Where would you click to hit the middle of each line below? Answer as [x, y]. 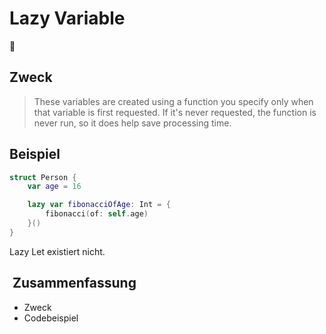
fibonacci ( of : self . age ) [97, 214]
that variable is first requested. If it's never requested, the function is [175, 112]
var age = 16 [54, 187]
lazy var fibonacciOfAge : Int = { [99, 205]
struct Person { [43, 177]
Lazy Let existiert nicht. [57, 251]
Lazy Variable [67, 18]
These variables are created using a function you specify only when [173, 101]
